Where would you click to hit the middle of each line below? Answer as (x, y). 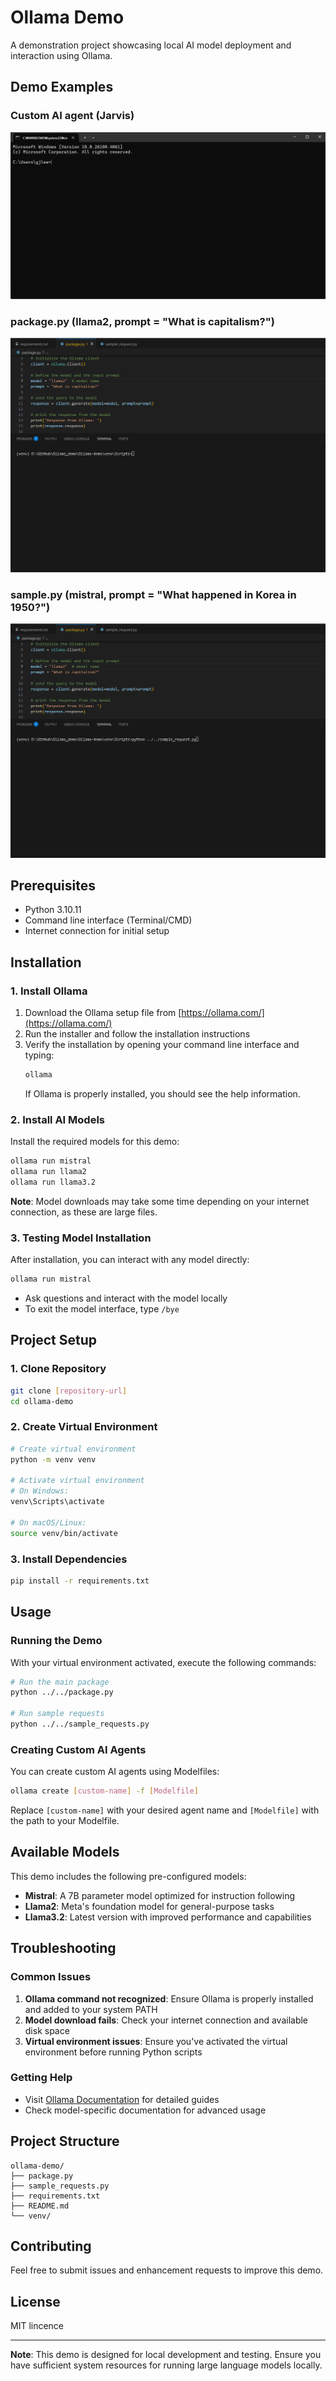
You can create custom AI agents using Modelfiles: (115, 1772)
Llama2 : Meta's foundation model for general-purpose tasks (149, 1906)
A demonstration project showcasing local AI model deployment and (151, 45)
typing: (39, 1055)
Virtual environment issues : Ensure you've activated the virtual (156, 2041)
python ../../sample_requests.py (80, 1724)
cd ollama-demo (42, 1401)
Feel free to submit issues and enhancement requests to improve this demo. (167, 2270)
